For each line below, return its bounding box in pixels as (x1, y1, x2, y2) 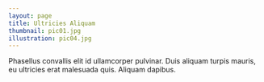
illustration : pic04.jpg (8, 34, 92, 43)
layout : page (8, 11, 52, 20)
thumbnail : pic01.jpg (8, 27, 82, 35)
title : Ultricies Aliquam (8, 19, 95, 27)
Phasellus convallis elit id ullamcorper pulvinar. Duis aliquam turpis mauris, (8, 56, 256, 66)
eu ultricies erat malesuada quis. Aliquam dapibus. (8, 65, 176, 75)
